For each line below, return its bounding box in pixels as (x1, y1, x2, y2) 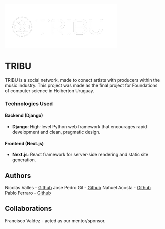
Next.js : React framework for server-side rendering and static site (12, 152, 149, 158)
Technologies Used (5, 100, 53, 107)
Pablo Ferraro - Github (5, 190, 51, 196)
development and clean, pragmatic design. (12, 129, 101, 135)
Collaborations (5, 204, 52, 213)
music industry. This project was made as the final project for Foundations (5, 82, 158, 88)
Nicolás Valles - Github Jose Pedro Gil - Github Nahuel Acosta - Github (5, 185, 151, 191)
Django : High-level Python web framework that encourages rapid (12, 124, 147, 130)
